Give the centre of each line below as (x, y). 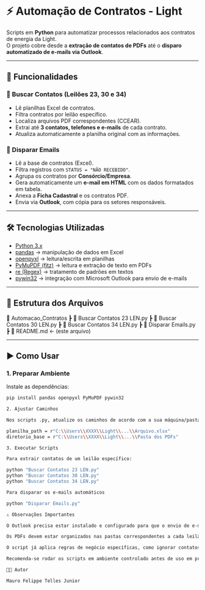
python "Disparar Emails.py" (43, 503)
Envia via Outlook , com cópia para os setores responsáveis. (91, 202)
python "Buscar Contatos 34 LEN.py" (53, 482)
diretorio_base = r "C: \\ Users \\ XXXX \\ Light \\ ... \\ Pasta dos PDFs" (92, 437)
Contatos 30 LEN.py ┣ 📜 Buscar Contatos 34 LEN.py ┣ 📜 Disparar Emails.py (101, 324)
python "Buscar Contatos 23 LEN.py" (53, 470)
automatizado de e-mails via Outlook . (55, 51)
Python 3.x (29, 246)
